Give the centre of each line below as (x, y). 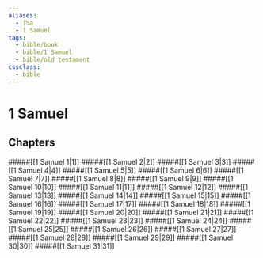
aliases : (23, 15)
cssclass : (25, 67)
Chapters (32, 143)
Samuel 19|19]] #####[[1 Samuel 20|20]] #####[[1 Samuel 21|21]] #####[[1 (131, 212)
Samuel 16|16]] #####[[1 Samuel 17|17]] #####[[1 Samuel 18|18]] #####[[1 (130, 203)
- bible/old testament (53, 60)
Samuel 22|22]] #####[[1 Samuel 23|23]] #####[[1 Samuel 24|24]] (118, 220)
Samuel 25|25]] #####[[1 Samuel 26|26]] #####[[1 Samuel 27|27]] (127, 229)
